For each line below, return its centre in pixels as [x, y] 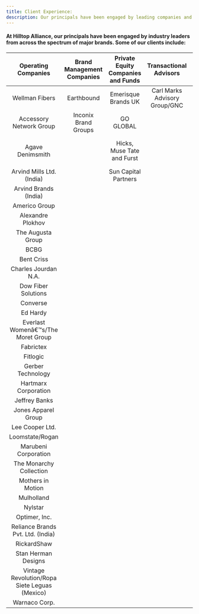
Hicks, [125, 143]
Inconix [83, 115]
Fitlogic [34, 356]
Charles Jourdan [34, 269]
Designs [34, 561]
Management [84, 69]
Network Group [34, 126]
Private [125, 58]
